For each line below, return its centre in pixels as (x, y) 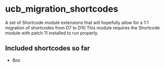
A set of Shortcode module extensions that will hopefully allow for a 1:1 (77, 22)
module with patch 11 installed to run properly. (52, 33)
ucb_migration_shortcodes (62, 9)
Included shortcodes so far (48, 48)
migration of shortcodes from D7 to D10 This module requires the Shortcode (82, 27)
